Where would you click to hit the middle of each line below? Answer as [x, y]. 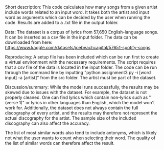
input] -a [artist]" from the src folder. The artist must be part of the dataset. [81, 78]
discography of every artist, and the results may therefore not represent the [81, 113]
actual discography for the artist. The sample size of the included [71, 118]
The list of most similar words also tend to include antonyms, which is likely [81, 133]
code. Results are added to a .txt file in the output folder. [62, 22]
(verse [12, 103]
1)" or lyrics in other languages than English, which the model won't [87, 103]
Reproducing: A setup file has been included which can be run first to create [82, 57]
